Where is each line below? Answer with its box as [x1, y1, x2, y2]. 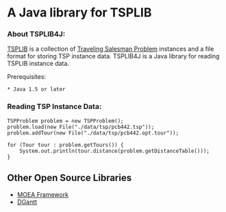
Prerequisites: [7, 73, 47, 81]
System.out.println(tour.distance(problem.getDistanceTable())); [19, 148, 210, 154]
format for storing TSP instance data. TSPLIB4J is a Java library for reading [7, 52, 220, 60]
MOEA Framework [16, 190, 69, 198]
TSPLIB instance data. [7, 60, 70, 68]
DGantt [16, 198, 38, 206]
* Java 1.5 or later [7, 86, 66, 93]
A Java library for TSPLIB [7, 5, 152, 21]
